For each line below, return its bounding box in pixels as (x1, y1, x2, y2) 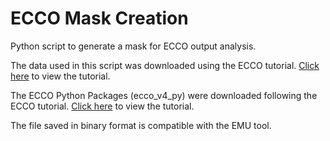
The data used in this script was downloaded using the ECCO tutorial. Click (10, 59, 320, 71)
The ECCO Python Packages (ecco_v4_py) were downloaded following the (10, 89, 318, 101)
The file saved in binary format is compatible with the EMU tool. (10, 119, 272, 131)
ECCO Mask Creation (10, 7, 189, 30)
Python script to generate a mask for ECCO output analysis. (10, 40, 257, 52)
